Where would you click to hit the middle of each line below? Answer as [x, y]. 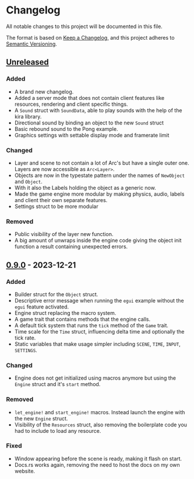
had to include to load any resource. [58, 431]
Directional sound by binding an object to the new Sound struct [89, 123]
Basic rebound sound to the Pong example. [66, 129]
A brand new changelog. [44, 92]
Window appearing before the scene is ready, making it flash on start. [98, 459]
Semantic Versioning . [31, 44]
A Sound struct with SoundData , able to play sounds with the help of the [98, 110]
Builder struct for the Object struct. [56, 294]
